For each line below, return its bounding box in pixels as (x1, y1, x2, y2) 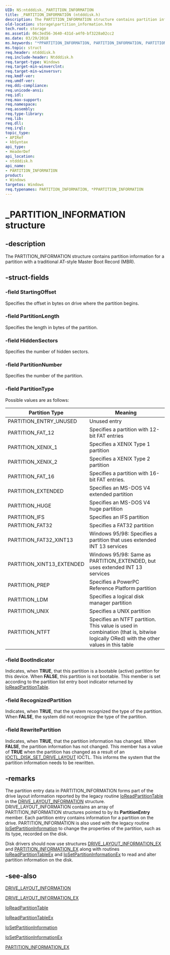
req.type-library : (5, 111, 44, 117)
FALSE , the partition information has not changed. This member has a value (5, 743, 163, 749)
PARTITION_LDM (8, 596, 48, 603)
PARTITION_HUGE (8, 502, 52, 509)
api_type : (5, 144, 26, 150)
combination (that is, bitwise (89, 628, 157, 635)
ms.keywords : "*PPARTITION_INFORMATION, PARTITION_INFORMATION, (5, 41, 144, 46)
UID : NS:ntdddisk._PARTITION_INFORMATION (5, 7, 94, 13)
